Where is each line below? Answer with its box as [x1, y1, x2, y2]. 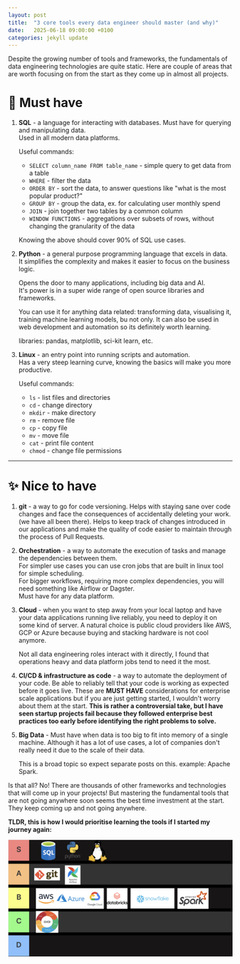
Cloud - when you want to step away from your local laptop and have [18, 606, 222, 614]
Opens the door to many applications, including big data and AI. [18, 278, 206, 287]
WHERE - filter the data [28, 176, 91, 185]
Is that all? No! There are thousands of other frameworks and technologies [8, 781, 226, 790]
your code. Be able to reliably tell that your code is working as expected [18, 679, 229, 688]
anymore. [18, 636, 47, 645]
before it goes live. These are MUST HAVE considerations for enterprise [18, 686, 231, 696]
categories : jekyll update [8, 34, 88, 41]
